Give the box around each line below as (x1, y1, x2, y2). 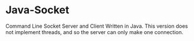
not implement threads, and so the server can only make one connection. (5, 28, 183, 35)
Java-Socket (5, 3, 70, 17)
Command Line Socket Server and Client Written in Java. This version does (5, 23, 188, 29)
